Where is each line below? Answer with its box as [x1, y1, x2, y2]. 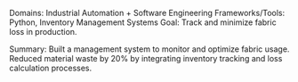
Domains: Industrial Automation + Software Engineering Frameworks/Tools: [9, 8, 286, 18]
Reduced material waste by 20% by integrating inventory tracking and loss [9, 53, 283, 63]
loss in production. [9, 27, 77, 37]
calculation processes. [9, 62, 93, 73]
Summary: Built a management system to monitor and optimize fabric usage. [9, 44, 290, 54]
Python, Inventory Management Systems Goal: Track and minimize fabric [9, 17, 278, 28]
